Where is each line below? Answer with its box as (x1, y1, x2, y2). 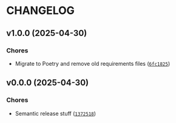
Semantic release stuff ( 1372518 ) (15, 110, 96, 117)
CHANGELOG (6, 4, 75, 18)
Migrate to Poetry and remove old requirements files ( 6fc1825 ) (15, 60, 171, 67)
